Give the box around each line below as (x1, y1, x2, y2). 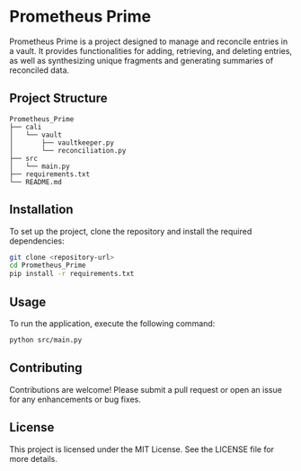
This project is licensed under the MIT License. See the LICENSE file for (9, 443, 275, 455)
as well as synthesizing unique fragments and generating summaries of (9, 55, 274, 66)
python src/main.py (9, 335, 83, 344)
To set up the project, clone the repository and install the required (9, 226, 252, 236)
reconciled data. (9, 65, 70, 76)
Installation (9, 202, 74, 218)
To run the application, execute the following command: (9, 318, 216, 329)
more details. (9, 453, 58, 464)
